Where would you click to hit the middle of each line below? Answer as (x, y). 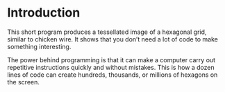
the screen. (24, 82)
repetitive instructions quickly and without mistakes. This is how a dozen (111, 67)
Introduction (44, 13)
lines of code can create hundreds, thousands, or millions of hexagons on (112, 75)
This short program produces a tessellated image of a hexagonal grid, (107, 32)
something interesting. (39, 46)
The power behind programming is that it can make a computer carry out (111, 59)
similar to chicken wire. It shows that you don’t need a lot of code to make (113, 39)
